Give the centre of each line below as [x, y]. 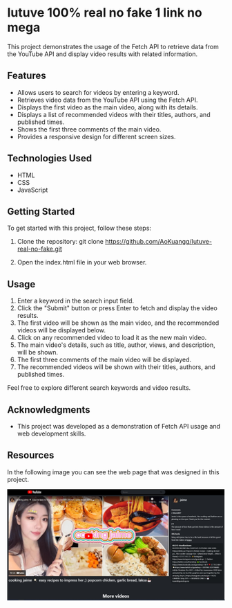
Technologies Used [49, 158]
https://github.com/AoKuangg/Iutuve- [158, 242]
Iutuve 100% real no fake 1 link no [105, 13]
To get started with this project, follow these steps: [79, 228]
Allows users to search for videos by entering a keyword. [98, 92]
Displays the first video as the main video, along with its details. [107, 107]
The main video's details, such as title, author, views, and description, [116, 345]
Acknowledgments [49, 410]
